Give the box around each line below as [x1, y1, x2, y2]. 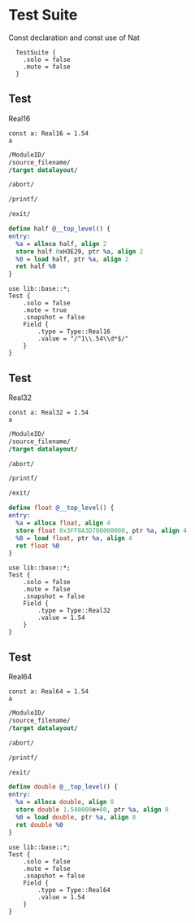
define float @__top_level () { [8, 503, 115, 512]
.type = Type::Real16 [37, 327, 111, 336]
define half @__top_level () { [8, 225, 111, 233]
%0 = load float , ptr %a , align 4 [15, 534, 132, 543]
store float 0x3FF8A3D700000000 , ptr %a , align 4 [15, 526, 187, 534]
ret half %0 [15, 262, 57, 270]
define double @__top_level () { [8, 783, 118, 791]
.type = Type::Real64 [37, 886, 111, 894]
